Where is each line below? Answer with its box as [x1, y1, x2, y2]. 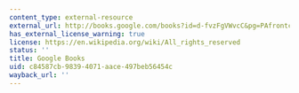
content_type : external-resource [9, 12, 133, 22]
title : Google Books [9, 54, 86, 63]
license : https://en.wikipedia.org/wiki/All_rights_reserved [9, 37, 241, 47]
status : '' [9, 46, 50, 55]
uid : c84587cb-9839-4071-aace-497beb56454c [9, 63, 174, 72]
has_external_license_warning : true [9, 29, 145, 38]
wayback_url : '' [9, 71, 69, 80]
